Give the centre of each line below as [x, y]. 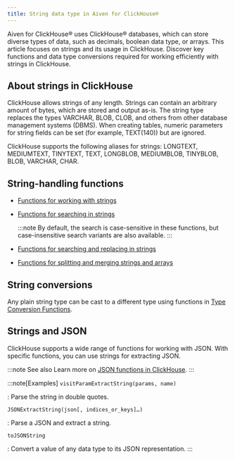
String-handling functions [66, 184]
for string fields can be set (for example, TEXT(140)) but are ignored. [107, 133]
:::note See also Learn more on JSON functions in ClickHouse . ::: [101, 369]
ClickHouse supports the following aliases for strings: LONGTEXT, [103, 147]
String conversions [50, 285]
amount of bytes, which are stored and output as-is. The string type [106, 111]
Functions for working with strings [67, 201]
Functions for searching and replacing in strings [87, 249]
